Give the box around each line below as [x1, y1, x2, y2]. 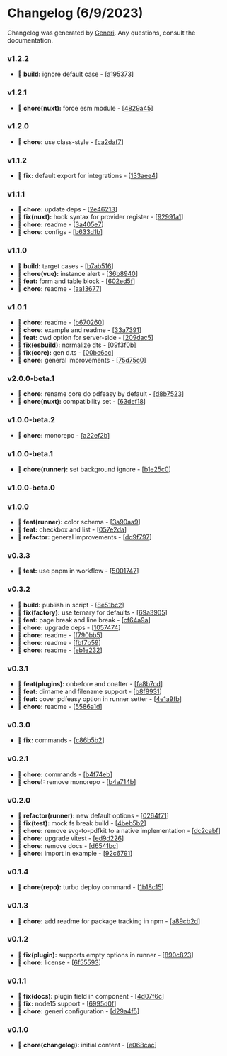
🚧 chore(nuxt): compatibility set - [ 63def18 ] [17, 397, 146, 406]
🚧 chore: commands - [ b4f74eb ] [17, 770, 113, 779]
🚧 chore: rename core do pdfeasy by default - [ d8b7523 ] [17, 390, 185, 398]
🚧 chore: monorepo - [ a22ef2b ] [17, 431, 110, 439]
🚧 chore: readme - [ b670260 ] [17, 318, 105, 327]
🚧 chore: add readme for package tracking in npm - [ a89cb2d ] [17, 917, 201, 925]
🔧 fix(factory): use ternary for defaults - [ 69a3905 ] [17, 608, 168, 617]
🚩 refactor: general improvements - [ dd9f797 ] [17, 533, 152, 541]
